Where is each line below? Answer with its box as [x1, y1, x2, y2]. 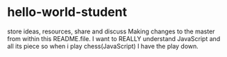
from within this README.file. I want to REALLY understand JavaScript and [7, 34, 221, 42]
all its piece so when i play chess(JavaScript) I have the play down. [7, 42, 199, 50]
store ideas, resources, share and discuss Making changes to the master [7, 27, 215, 35]
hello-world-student [7, 4, 127, 20]
